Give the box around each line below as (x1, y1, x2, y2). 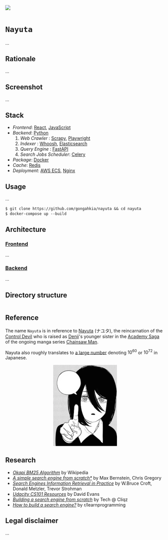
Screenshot (5, 83, 43, 91)
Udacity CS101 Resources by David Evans (12, 491, 100, 497)
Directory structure (5, 291, 67, 299)
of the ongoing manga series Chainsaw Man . (5, 339, 99, 345)
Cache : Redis (12, 162, 41, 168)
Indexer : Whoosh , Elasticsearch (20, 141, 88, 147)
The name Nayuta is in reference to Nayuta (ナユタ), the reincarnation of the (5, 327, 163, 333)
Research (5, 456, 36, 464)
